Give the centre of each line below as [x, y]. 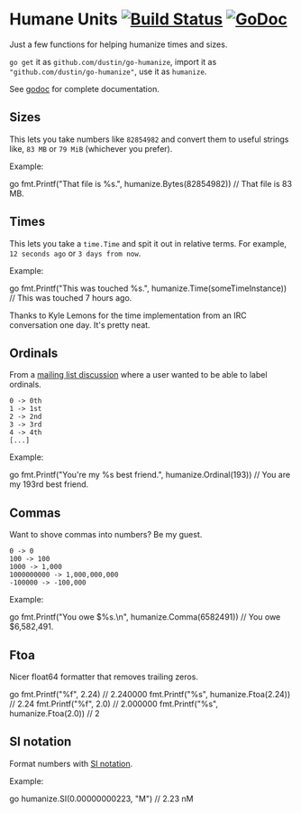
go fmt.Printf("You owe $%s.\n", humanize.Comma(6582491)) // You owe [145, 617]
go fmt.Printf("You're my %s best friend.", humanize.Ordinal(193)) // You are [150, 475]
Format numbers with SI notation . [71, 763]
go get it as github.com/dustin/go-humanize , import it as [113, 61]
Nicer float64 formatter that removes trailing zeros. [104, 677]
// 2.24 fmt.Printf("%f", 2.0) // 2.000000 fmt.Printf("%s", [114, 704]
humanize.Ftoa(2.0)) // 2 [55, 713]
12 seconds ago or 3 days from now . [75, 253]
